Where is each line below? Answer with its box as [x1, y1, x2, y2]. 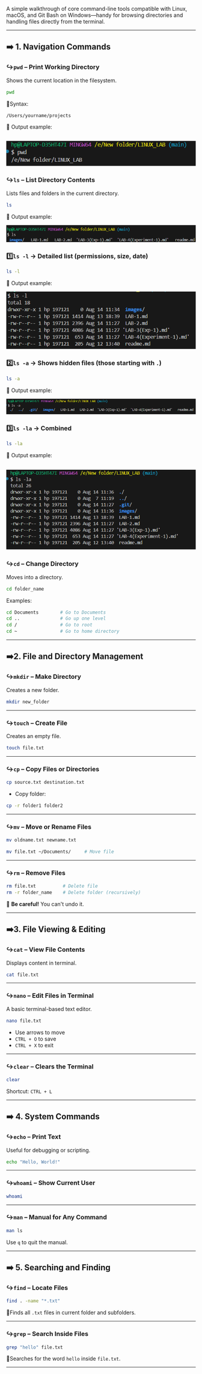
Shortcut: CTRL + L [6, 1087, 52, 1095]
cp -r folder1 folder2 [6, 803, 63, 809]
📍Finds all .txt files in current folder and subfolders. [6, 1309, 136, 1316]
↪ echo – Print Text [6, 1132, 61, 1141]
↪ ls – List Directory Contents [6, 176, 95, 184]
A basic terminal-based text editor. [6, 1005, 92, 1012]
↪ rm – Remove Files [6, 868, 66, 877]
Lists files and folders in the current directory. [6, 190, 119, 197]
